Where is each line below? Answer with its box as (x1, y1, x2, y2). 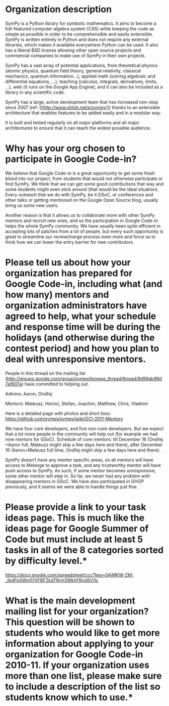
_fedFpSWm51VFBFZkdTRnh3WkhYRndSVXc (5, 577, 99, 583)
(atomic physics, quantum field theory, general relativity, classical (5, 67, 141, 74)
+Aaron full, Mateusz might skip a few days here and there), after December (5, 442, 163, 448)
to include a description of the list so (5, 681, 161, 692)
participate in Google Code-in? (5, 153, 137, 165)
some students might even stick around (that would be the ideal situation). (5, 186, 159, 192)
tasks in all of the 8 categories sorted (5, 545, 164, 556)
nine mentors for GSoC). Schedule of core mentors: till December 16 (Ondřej (5, 436, 163, 442)
